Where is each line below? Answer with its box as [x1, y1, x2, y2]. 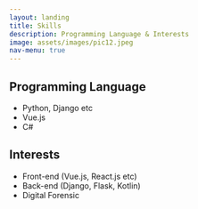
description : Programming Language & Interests [9, 29, 190, 38]
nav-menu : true [9, 46, 66, 55]
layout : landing [9, 12, 70, 22]
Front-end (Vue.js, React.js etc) [21, 171, 137, 181]
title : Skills [9, 21, 62, 30]
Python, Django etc [21, 102, 94, 113]
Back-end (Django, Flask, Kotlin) [21, 180, 141, 191]
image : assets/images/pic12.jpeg [9, 37, 134, 47]
